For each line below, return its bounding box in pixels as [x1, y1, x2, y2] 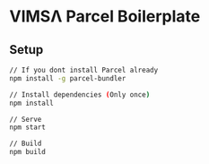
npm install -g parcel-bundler [9, 73, 126, 82]
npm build [9, 148, 47, 157]
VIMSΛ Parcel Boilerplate [9, 6, 201, 27]
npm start [9, 123, 47, 132]
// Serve [9, 115, 42, 124]
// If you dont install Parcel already [9, 65, 159, 74]
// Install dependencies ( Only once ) [9, 90, 151, 99]
